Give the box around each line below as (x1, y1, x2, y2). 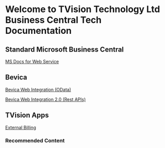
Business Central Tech (5, 14, 102, 26)
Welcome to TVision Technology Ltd (5, 4, 160, 15)
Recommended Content (5, 137, 65, 144)
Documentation (5, 25, 72, 36)
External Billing (5, 124, 36, 130)
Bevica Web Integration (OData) (5, 86, 72, 92)
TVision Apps (5, 111, 49, 120)
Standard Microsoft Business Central (5, 45, 124, 54)
